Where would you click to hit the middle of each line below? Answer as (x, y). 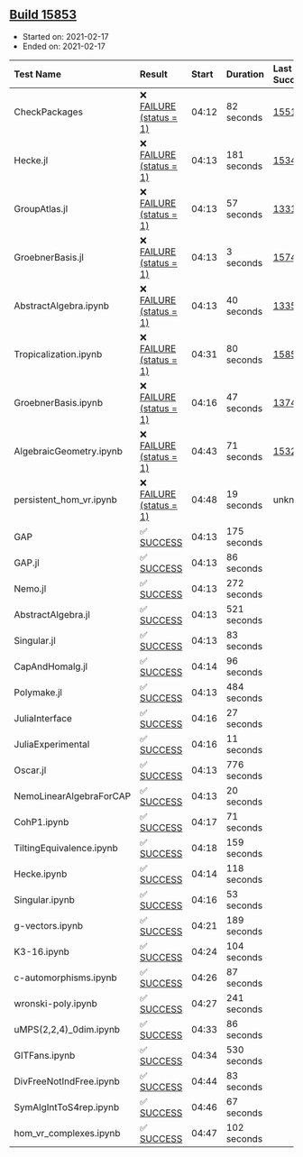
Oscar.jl (30, 770)
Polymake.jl (38, 692)
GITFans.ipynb (45, 1055)
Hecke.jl (31, 160)
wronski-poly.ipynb (55, 1003)
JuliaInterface (43, 718)
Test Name (37, 74)
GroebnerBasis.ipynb (59, 402)
